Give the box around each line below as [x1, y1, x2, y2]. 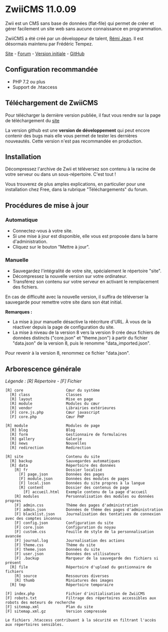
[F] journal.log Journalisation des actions [14, 538, 125, 544]
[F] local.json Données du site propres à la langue [18, 481, 145, 486]
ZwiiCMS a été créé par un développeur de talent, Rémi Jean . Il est [5, 35, 144, 41]
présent [5, 560, 22, 565]
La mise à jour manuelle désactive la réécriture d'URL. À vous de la [12, 319, 151, 325]
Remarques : [5, 309, 33, 315]
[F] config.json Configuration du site [14, 520, 114, 526]
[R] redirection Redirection [10, 446, 92, 451]
